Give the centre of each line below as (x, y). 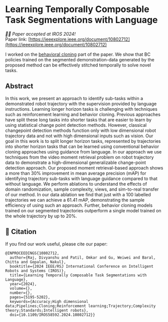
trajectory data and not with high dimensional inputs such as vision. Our (79, 136)
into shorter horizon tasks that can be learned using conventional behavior (82, 146)
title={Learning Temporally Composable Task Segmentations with (78, 275)
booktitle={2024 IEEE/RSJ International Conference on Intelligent (82, 266)
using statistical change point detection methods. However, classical (76, 125)
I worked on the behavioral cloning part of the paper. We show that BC (78, 54)
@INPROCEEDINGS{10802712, (32, 253)
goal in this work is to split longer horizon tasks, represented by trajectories (83, 141)
